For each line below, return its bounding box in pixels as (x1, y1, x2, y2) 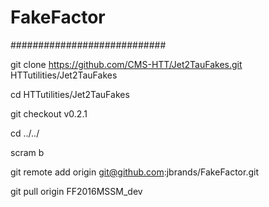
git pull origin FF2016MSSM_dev (10, 185, 143, 197)
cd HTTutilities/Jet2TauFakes (10, 88, 130, 100)
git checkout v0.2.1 (10, 107, 88, 120)
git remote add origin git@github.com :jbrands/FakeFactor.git (10, 166, 259, 178)
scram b (10, 146, 45, 158)
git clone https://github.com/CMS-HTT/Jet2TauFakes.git (10, 58, 243, 70)
